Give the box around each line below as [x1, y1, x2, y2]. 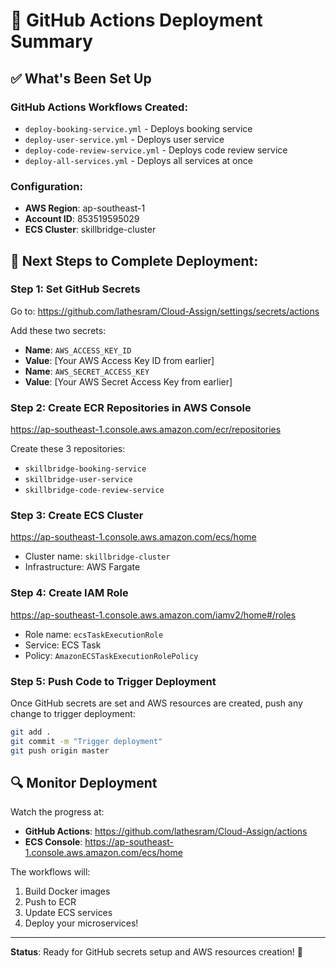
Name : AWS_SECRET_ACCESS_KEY [24, 365, 150, 377]
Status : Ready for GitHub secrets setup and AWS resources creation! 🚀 [10, 946, 303, 958]
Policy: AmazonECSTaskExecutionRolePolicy [24, 649, 199, 661]
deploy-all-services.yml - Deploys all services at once [24, 154, 253, 166]
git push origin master [10, 745, 110, 756]
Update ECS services [24, 907, 113, 919]
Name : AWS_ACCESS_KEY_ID [24, 344, 132, 356]
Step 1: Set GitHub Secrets [10, 282, 141, 296]
